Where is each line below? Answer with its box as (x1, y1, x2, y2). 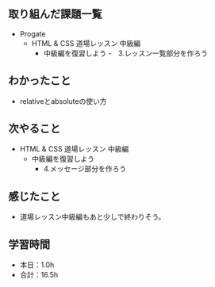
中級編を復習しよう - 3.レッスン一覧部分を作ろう (43, 48, 209, 58)
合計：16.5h (19, 270, 59, 280)
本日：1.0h (19, 260, 55, 270)
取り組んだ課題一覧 (8, 7, 102, 21)
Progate (19, 29, 46, 38)
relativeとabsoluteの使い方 (19, 96, 107, 105)
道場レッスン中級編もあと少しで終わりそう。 (19, 212, 166, 222)
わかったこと (8, 74, 71, 87)
